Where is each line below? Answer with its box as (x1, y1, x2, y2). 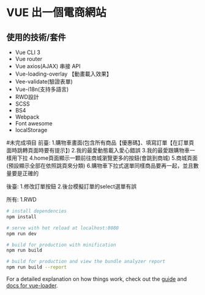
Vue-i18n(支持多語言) (15, 85, 69, 93)
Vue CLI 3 (15, 49, 41, 56)
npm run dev (6, 230, 37, 237)
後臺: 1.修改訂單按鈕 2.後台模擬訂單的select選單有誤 (6, 183, 136, 190)
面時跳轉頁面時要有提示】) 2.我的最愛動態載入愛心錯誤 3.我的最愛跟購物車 (6, 147, 190, 154)
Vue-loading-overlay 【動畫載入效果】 (15, 70, 112, 77)
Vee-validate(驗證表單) (15, 78, 73, 85)
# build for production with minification (6, 242, 116, 248)
